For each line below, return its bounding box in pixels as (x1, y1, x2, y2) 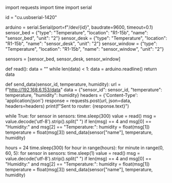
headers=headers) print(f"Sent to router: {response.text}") (5, 103, 129, 109)
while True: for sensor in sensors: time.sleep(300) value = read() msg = (5, 113, 157, 119)
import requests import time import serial (5, 5, 92, 10)
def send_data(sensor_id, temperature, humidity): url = (5, 82, 121, 87)
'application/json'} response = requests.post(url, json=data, (5, 97, 132, 104)
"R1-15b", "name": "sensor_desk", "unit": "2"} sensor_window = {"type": (5, 40, 158, 47)
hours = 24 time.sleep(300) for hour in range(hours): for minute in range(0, (5, 145, 164, 151)
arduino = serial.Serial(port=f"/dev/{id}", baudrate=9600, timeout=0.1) (5, 24, 153, 30)
